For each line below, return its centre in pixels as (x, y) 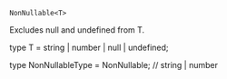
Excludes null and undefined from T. (77, 30)
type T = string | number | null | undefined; (89, 47)
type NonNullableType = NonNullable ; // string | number (113, 65)
